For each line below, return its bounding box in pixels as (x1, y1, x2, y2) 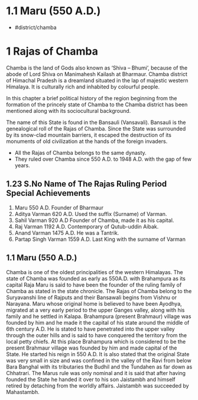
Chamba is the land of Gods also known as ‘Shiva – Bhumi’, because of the (6, 64, 188, 71)
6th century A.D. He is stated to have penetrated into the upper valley (6, 325, 176, 332)
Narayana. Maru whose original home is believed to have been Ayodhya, (6, 300, 182, 307)
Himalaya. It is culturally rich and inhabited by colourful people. (6, 83, 160, 90)
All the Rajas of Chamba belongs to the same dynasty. (14, 149, 147, 156)
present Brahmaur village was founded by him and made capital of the (6, 344, 177, 351)
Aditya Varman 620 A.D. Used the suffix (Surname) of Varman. (14, 210, 167, 217)
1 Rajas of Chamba (6, 45, 99, 58)
